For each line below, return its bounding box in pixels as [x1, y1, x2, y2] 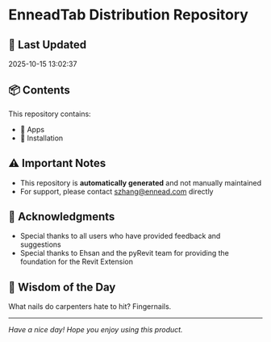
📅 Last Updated [8, 38, 87, 52]
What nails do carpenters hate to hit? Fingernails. [8, 302, 172, 311]
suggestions [19, 240, 62, 249]
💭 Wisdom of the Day [8, 280, 116, 294]
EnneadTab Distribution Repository [8, 6, 248, 24]
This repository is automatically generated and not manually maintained [19, 177, 262, 187]
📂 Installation [19, 133, 64, 143]
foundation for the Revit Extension [19, 256, 133, 267]
